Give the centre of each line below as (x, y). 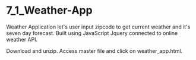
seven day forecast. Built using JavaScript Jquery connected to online (92, 33)
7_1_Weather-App (50, 10)
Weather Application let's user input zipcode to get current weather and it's (98, 27)
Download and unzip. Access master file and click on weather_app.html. (94, 50)
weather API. (22, 39)
